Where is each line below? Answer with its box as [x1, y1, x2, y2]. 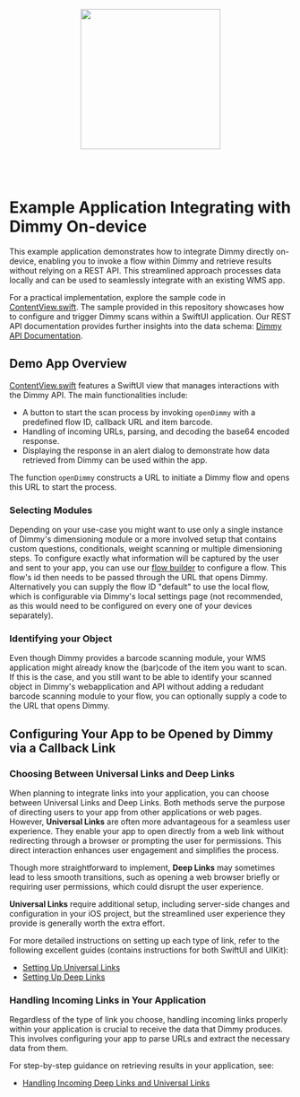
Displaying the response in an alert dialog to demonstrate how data [21, 445, 270, 456]
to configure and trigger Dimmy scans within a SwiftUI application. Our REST [9, 310, 292, 322]
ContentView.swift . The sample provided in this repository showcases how [9, 301, 285, 312]
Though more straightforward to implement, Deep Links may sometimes [9, 862, 276, 874]
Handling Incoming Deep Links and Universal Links [21, 1077, 210, 1089]
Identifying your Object [9, 632, 113, 645]
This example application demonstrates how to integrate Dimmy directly [9, 246, 275, 257]
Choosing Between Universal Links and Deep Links [9, 767, 236, 779]
